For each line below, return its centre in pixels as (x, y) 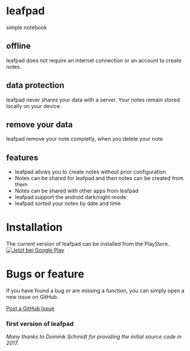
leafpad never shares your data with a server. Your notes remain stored (93, 100)
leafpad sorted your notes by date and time (68, 204)
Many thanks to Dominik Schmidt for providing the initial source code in (94, 337)
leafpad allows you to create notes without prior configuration (90, 172)
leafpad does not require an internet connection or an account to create (94, 60)
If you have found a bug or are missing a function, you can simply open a (95, 291)
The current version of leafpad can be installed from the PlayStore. (88, 244)
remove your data (39, 124)
